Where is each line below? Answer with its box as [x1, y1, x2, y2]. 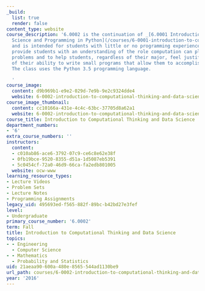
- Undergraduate [6, 213, 48, 219]
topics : [6, 235, 26, 242]
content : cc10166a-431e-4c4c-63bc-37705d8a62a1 [12, 105, 135, 111]
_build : [6, 9, 26, 15]
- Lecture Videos [6, 179, 51, 185]
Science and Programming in [12, 37, 84, 43]
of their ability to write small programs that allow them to [12, 60, 173, 66]
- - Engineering [6, 241, 48, 247]
